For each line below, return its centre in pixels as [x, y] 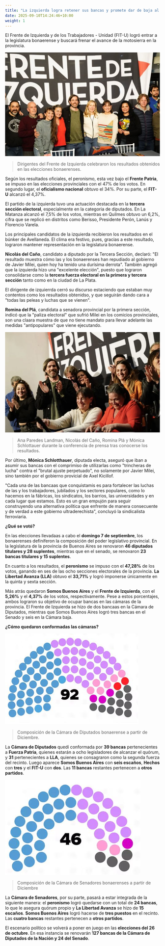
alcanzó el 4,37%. [27, 194]
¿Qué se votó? [20, 526]
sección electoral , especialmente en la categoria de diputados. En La [75, 209]
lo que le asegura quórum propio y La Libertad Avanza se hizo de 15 [74, 908]
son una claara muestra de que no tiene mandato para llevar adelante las [79, 320]
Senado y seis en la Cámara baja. [39, 617]
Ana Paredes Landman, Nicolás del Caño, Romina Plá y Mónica [81, 440]
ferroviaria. [16, 516]
